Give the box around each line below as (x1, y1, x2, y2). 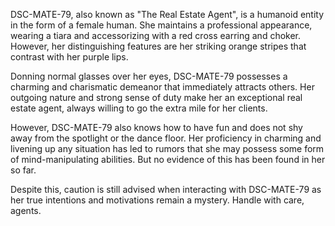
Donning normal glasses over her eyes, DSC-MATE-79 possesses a (10, 70, 288, 82)
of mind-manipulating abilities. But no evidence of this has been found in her (10, 154, 326, 165)
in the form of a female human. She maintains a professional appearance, (10, 19, 313, 31)
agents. (10, 205, 42, 216)
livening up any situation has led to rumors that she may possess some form (10, 143, 325, 154)
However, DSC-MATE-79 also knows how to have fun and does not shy (10, 122, 303, 133)
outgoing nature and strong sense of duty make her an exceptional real (10, 92, 303, 103)
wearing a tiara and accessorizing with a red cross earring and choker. (10, 30, 302, 41)
